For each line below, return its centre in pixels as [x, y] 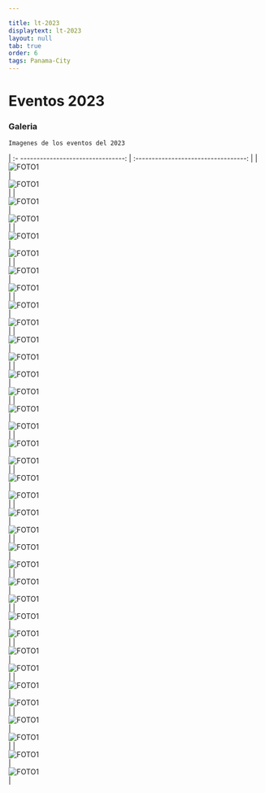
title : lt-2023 [34, 23]
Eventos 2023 [57, 101]
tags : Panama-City [39, 61]
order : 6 [23, 54]
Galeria [23, 127]
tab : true [25, 46]
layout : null [30, 38]
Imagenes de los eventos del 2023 [67, 143]
